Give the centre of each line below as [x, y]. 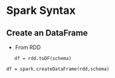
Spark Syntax [41, 11]
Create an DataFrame [47, 33]
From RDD [28, 47]
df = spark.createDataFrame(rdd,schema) [58, 69]
